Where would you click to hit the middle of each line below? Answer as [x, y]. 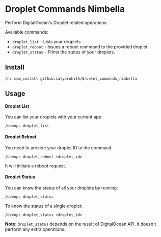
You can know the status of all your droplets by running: [62, 188]
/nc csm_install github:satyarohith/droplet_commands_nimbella [71, 79]
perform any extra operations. [35, 229]
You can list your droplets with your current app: [54, 117]
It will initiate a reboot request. [36, 166]
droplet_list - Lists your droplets [46, 41]
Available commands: [27, 32]
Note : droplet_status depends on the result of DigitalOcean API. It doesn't [80, 224]
